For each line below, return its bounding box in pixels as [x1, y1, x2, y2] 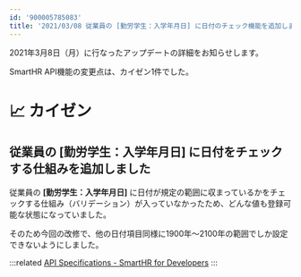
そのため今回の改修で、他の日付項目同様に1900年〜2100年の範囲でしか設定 [9, 228, 288, 239]
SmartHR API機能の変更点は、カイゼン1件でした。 [9, 66, 194, 77]
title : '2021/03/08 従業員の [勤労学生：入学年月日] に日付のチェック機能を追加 [9, 21, 282, 30]
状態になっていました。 [24, 209, 112, 220]
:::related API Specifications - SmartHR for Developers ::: [9, 256, 218, 268]
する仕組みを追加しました [9, 162, 150, 177]
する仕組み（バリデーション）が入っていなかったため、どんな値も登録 [24, 197, 284, 208]
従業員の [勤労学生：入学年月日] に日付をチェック [9, 145, 283, 160]
